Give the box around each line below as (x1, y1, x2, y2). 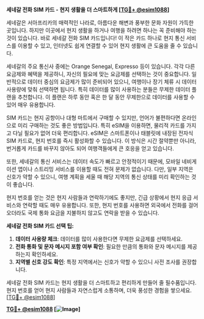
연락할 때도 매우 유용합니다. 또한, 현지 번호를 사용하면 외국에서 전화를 (22, 202, 188, 209)
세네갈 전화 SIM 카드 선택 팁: (6, 222, 75, 229)
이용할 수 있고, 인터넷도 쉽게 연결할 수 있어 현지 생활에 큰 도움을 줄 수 (17, 42, 182, 49)
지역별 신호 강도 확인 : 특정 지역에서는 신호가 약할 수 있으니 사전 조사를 (15, 258, 181, 266)
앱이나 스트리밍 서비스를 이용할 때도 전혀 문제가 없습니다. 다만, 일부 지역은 (17, 166, 194, 172)
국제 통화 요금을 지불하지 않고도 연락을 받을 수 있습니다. (27, 209, 160, 217)
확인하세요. (31, 251, 58, 258)
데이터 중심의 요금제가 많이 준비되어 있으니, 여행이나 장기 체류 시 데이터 (27, 78, 197, 85)
